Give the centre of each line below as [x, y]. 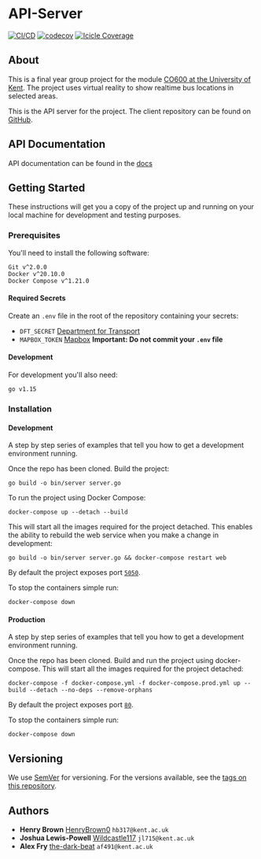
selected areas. [33, 96]
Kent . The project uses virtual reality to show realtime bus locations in [121, 87]
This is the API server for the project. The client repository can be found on [130, 111]
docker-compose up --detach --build [68, 512]
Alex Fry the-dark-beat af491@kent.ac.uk [86, 846]
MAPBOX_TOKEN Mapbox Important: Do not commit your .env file [121, 339]
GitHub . [20, 120]
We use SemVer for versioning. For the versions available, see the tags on [127, 778]
